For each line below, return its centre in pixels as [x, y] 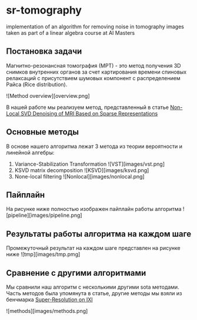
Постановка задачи [44, 52]
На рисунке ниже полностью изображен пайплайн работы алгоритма [94, 209]
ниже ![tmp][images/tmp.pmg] [43, 255]
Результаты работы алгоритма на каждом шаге [99, 234]
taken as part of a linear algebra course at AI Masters [71, 32]
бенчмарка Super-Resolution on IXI [49, 299]
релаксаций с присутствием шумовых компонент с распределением [93, 78]
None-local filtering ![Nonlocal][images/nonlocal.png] [80, 176]
